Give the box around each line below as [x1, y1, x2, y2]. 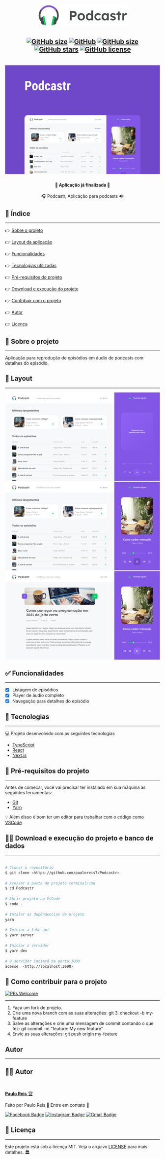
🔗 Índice [5, 209, 30, 218]
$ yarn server [5, 933, 34, 938]
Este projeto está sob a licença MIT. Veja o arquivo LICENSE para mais [5, 1143, 148, 1150]
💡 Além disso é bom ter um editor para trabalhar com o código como [5, 814, 144, 820]
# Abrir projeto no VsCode [5, 896, 60, 901]
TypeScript [12, 742, 35, 748]
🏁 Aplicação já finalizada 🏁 [55, 182, 110, 188]
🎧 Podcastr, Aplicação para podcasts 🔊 [41, 193, 124, 199]
